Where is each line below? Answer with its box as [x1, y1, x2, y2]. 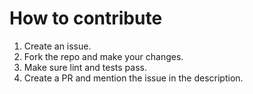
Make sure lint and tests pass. [23, 61, 147, 73]
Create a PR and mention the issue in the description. [23, 72, 244, 84]
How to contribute [9, 7, 163, 30]
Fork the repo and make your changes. [23, 50, 184, 62]
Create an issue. [23, 40, 92, 52]
